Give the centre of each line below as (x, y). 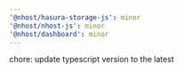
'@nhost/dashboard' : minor (59, 34)
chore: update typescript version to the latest (92, 60)
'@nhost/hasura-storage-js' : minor (75, 17)
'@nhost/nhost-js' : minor (57, 26)
